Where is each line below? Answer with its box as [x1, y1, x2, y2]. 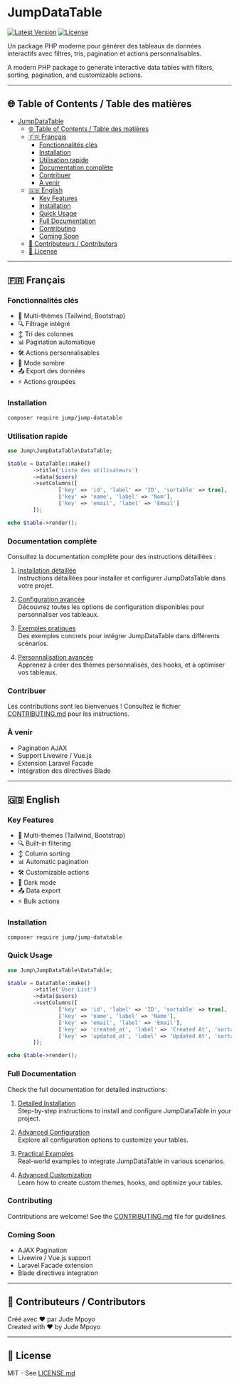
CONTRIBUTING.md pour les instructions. [7, 709, 130, 718]
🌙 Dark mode [17, 878, 57, 887]
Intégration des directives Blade [17, 766, 112, 775]
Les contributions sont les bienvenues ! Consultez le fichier [7, 702, 181, 711]
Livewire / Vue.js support [17, 1254, 91, 1262]
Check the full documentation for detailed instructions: [7, 1085, 167, 1093]
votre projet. [17, 581, 54, 590]
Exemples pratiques [17, 624, 76, 633]
